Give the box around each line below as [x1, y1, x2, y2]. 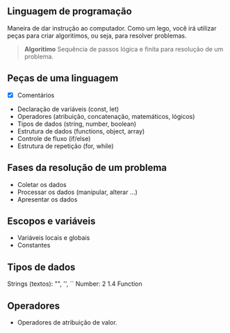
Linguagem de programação [7, 6, 132, 17]
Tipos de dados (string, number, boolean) [17, 120, 137, 128]
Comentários [17, 90, 55, 99]
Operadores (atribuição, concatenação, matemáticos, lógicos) [17, 112, 195, 120]
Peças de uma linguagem [7, 72, 119, 84]
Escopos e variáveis [7, 215, 96, 227]
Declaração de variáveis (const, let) [17, 104, 120, 113]
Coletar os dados [17, 180, 67, 188]
